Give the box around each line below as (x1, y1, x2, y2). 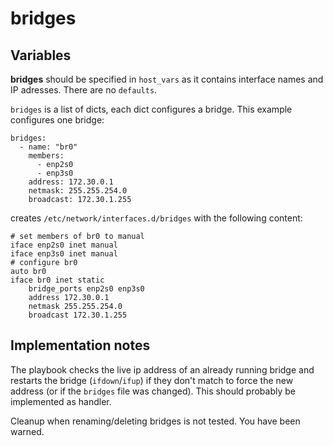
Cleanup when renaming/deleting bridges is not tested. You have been (10, 415, 301, 427)
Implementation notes (10, 337, 151, 354)
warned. (10, 425, 45, 437)
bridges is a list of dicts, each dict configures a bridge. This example (10, 103, 293, 115)
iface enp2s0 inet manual (10, 240, 118, 250)
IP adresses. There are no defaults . (10, 84, 158, 96)
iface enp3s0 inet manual (10, 249, 118, 259)
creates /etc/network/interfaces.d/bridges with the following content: (10, 212, 303, 224)
